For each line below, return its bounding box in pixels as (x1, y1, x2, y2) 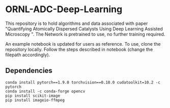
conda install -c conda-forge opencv (5, 89, 86, 94)
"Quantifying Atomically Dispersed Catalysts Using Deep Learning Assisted (5, 25, 163, 31)
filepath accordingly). (5, 52, 50, 58)
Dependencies (5, 66, 52, 75)
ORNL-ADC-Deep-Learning (5, 4, 123, 15)
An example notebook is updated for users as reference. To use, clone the (5, 41, 161, 47)
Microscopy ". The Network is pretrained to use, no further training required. (5, 31, 165, 37)
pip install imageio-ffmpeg (5, 97, 65, 102)
